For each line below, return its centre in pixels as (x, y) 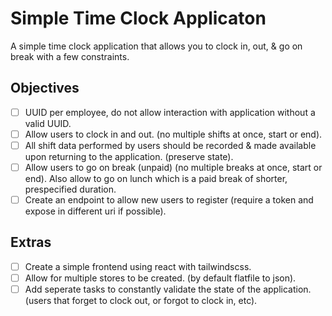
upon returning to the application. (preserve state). (129, 156)
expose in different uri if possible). (95, 211)
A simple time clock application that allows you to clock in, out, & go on (156, 46)
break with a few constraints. (70, 56)
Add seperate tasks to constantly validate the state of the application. (168, 289)
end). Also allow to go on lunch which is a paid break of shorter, (156, 178)
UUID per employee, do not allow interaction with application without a (170, 112)
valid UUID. (48, 123)
